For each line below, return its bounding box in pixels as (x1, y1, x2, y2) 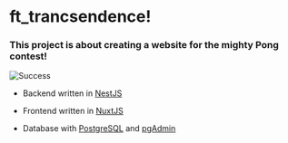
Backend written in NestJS (22, 88, 123, 99)
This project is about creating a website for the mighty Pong (9, 39, 280, 52)
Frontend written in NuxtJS (22, 106, 124, 117)
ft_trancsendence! (9, 6, 152, 27)
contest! (9, 50, 48, 62)
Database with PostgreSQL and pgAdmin (22, 123, 176, 134)
